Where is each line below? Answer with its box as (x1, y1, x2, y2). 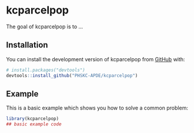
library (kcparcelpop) (6, 116, 59, 122)
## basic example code (6, 121, 62, 127)
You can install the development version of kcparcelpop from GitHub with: (6, 55, 185, 62)
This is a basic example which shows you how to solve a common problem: (6, 104, 188, 112)
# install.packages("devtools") (6, 67, 85, 73)
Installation (6, 40, 48, 50)
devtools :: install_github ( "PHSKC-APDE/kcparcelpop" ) (6, 72, 138, 78)
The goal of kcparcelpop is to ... (6, 23, 83, 30)
